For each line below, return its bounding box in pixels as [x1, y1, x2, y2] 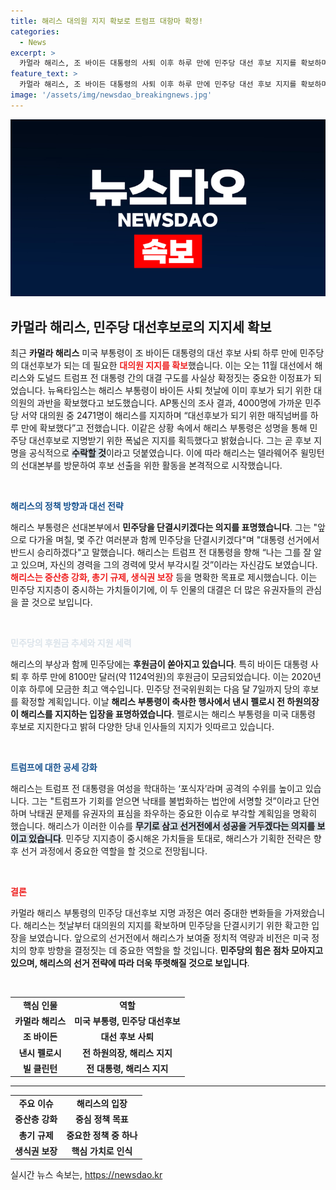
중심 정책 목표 [74, 1113, 129, 1125]
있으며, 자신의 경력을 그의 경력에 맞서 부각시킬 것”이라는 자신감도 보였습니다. [20, 559, 318, 571]
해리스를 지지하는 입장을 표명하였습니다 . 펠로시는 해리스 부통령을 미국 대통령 [20, 708, 316, 720]
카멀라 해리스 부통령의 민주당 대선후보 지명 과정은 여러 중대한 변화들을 [10, 907, 283, 919]
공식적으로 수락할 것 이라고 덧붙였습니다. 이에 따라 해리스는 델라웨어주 [28, 447, 298, 459]
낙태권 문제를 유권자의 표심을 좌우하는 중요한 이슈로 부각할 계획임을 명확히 [28, 808, 318, 820]
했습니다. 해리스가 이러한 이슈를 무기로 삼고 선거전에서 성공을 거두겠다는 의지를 [10, 820, 316, 832]
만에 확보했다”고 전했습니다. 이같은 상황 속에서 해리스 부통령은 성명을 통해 [20, 422, 308, 434]
